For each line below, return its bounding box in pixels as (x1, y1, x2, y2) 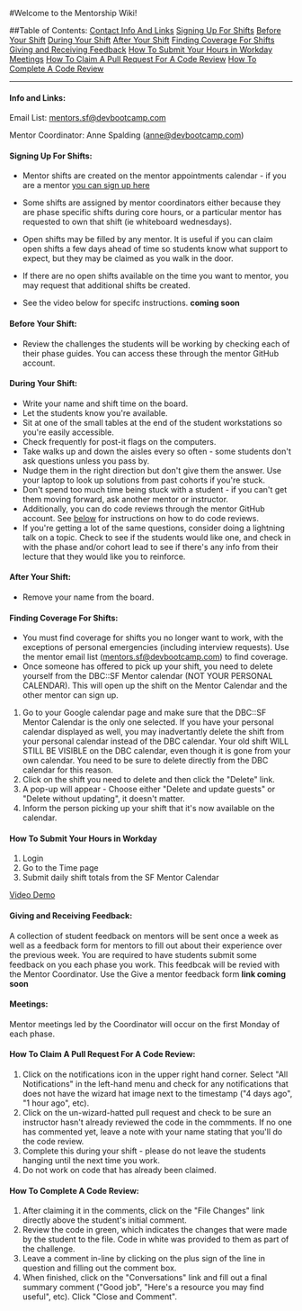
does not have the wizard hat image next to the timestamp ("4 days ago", (22, 1089, 293, 1099)
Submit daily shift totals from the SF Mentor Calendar (22, 872, 219, 883)
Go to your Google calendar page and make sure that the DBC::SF (22, 707, 267, 719)
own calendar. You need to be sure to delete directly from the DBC (22, 755, 269, 766)
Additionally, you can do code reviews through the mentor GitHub (22, 503, 265, 514)
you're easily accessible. (22, 427, 114, 438)
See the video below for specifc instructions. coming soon (22, 297, 240, 309)
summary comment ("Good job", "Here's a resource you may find (22, 1282, 265, 1293)
